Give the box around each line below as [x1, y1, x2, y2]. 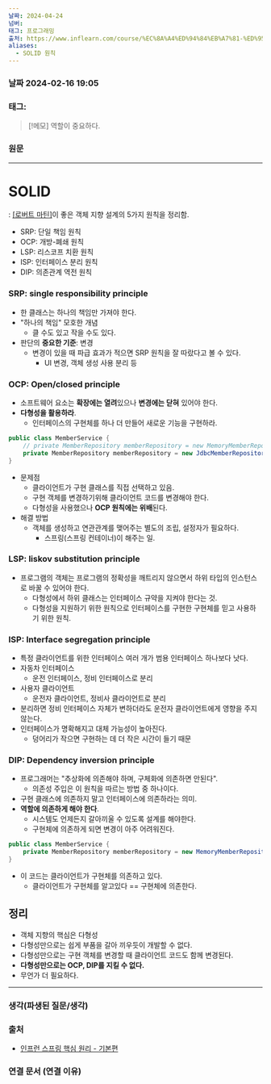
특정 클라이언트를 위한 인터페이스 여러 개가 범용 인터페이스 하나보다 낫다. [19, 653, 248, 663]
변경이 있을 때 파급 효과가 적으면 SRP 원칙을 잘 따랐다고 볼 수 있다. [31, 348, 241, 358]
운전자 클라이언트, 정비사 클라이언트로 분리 [31, 693, 167, 703]
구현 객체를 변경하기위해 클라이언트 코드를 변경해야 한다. [31, 492, 210, 502]
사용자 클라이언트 [19, 684, 75, 693]
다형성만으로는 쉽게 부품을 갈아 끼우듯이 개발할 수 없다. [19, 940, 193, 949]
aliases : [8, 42, 38, 50]
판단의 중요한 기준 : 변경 [19, 337, 94, 347]
